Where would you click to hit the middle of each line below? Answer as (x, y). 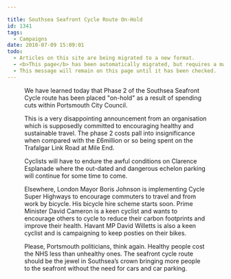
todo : (15, 52)
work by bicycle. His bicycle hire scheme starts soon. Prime (109, 203)
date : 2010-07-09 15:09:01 (46, 45)
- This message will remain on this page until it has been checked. (115, 71)
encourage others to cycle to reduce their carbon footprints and (114, 218)
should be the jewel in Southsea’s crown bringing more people (112, 261)
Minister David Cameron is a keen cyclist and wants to (101, 211)
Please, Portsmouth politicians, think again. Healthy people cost (114, 246)
